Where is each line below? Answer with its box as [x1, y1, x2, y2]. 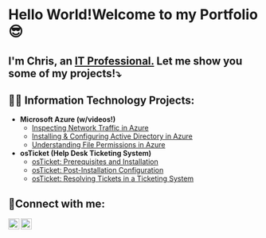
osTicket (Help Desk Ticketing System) [19, 149, 152, 158]
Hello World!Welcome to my [8, 6, 198, 24]
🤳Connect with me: [8, 197, 105, 210]
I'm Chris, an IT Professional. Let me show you [8, 54, 243, 68]
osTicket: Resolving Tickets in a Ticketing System [31, 174, 194, 184]
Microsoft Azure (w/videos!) [19, 115, 116, 124]
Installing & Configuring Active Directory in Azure [31, 131, 193, 141]
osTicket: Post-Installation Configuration [31, 166, 164, 175]
